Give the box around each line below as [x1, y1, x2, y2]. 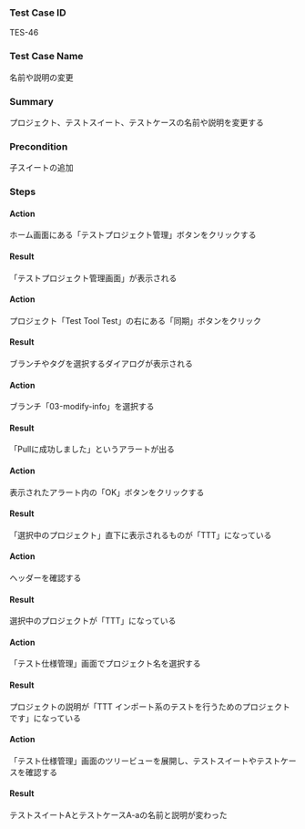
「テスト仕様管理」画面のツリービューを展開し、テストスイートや [9, 755, 257, 766]
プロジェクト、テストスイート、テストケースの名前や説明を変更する [9, 117, 264, 128]
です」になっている [9, 712, 82, 723]
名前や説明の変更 [9, 71, 74, 83]
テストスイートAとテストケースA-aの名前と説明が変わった [9, 809, 228, 820]
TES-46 [9, 27, 39, 38]
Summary [9, 95, 55, 108]
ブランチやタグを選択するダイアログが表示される [9, 358, 193, 368]
